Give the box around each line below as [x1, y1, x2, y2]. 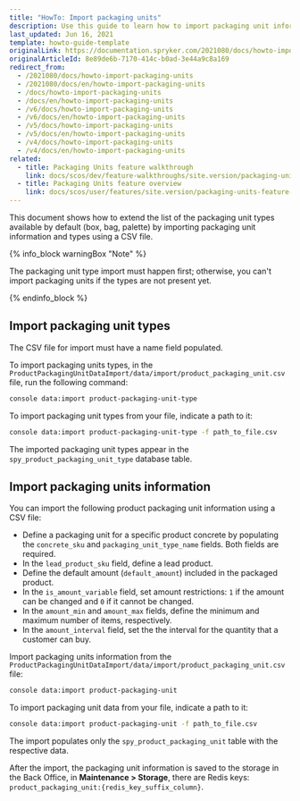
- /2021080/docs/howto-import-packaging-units [17, 72, 194, 80]
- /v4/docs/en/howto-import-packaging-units [17, 146, 186, 155]
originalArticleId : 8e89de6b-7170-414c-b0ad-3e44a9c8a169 [9, 55, 229, 63]
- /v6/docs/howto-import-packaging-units [17, 105, 174, 114]
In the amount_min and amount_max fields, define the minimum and [21, 605, 260, 617]
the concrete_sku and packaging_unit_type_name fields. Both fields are [21, 539, 279, 550]
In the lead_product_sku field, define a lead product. [21, 558, 213, 569]
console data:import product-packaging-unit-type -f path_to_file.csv [9, 427, 278, 436]
